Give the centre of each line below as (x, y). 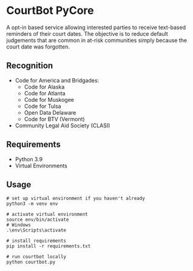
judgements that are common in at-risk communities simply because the (96, 40)
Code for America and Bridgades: (57, 80)
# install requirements (36, 241)
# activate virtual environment (47, 215)
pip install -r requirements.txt (49, 246)
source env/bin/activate (38, 220)
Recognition (30, 66)
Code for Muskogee (49, 99)
